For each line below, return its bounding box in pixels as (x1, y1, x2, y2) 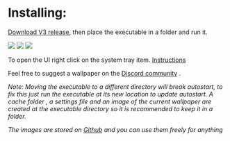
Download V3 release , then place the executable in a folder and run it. (8, 28, 208, 36)
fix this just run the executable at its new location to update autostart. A (8, 90, 214, 98)
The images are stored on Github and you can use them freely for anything (8, 125, 223, 133)
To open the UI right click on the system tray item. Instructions (8, 56, 186, 64)
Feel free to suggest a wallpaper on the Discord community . (8, 69, 181, 77)
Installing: (8, 5, 67, 21)
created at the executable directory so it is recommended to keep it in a (8, 104, 213, 113)
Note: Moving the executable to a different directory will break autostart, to (8, 82, 223, 91)
